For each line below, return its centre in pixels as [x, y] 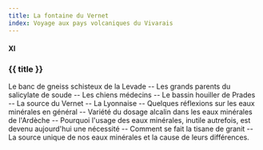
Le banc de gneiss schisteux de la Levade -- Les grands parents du [120, 87]
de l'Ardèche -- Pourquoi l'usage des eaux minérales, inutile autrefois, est [130, 120]
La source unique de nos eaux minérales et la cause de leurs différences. [129, 137]
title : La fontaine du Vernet [59, 16]
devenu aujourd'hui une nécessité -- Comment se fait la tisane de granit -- [131, 129]
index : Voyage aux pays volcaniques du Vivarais [91, 23]
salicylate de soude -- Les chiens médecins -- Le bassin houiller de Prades [132, 95]
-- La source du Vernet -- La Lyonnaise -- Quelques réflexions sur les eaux [132, 104]
